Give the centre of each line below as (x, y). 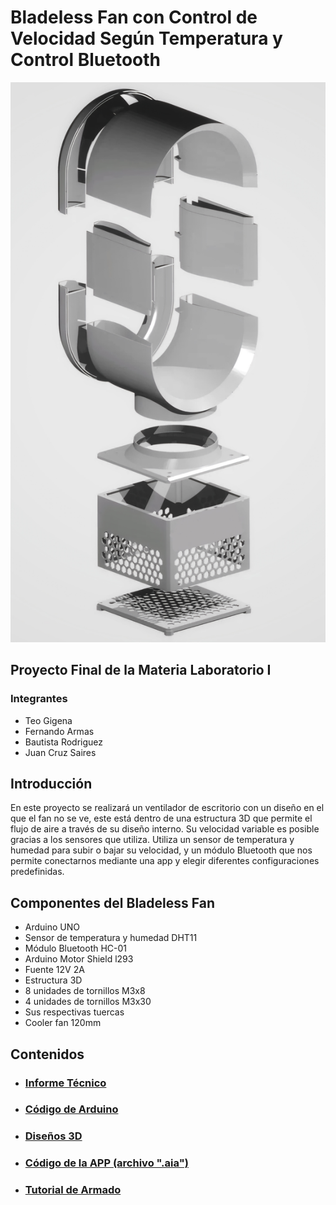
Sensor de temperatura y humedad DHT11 (111, 938)
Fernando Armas (59, 731)
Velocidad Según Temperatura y (146, 38)
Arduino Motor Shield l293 (79, 959)
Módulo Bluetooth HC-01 (76, 948)
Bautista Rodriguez (64, 742)
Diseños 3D (53, 1136)
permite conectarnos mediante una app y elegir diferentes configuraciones (165, 861)
